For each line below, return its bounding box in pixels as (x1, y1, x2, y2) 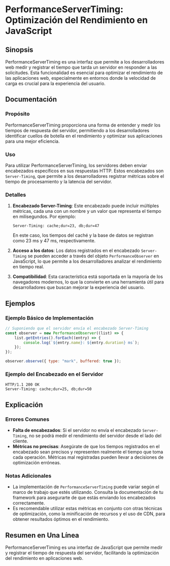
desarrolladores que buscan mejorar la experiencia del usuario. (12, 285, 145, 291)
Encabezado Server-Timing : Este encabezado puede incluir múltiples (12, 203, 159, 209)
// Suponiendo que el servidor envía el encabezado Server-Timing (5, 326, 149, 331)
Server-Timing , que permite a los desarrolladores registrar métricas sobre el (5, 173, 164, 179)
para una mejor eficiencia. (5, 138, 60, 144)
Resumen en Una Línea (5, 531, 80, 540)
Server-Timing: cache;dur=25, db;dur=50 (5, 387, 92, 392)
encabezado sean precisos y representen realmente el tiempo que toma (12, 449, 163, 455)
